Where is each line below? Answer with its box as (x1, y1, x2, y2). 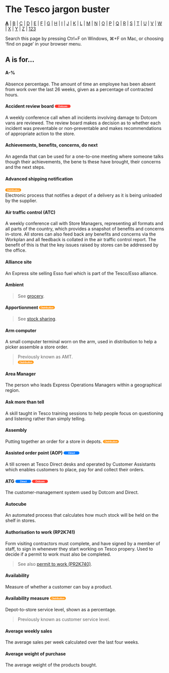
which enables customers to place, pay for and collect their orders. (5, 466, 145, 472)
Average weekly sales (5, 628, 52, 634)
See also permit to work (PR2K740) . (17, 561, 92, 567)
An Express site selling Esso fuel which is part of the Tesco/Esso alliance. (5, 270, 158, 276)
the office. (5, 247, 27, 253)
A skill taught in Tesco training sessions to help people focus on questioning (5, 410, 163, 416)
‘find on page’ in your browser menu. (5, 40, 82, 47)
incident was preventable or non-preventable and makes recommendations (5, 125, 162, 131)
